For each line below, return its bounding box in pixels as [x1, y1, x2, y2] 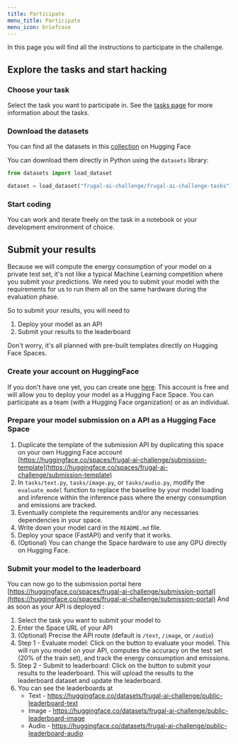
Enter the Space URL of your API [17, 623, 113, 632]
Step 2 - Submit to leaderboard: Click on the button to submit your [17, 661, 211, 670]
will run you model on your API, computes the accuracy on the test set [17, 646, 223, 655]
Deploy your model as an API [17, 320, 103, 328]
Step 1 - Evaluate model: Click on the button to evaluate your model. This [17, 639, 230, 648]
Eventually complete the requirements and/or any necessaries [17, 508, 199, 516]
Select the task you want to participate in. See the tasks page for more [7, 101, 213, 110]
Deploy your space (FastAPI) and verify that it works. [17, 531, 172, 539]
